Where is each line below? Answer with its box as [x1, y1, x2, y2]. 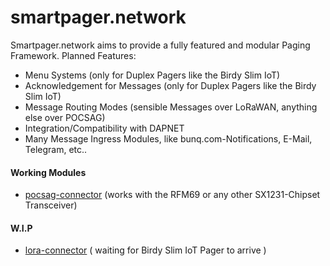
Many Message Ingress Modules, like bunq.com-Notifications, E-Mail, [24, 132, 313, 145]
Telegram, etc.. [24, 143, 88, 155]
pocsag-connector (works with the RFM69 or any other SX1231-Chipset [24, 189, 321, 201]
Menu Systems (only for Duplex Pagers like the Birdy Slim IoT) [24, 69, 281, 81]
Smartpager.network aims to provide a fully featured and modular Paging [10, 39, 311, 51]
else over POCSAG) [24, 111, 106, 123]
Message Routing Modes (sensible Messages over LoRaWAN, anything [24, 101, 318, 113]
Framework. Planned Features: [10, 49, 137, 61]
